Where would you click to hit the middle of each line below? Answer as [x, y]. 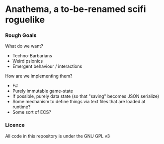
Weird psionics [28, 61]
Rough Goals [21, 35]
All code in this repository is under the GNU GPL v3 [58, 136]
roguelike [25, 20]
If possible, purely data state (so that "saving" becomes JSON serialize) [86, 96]
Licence [15, 125]
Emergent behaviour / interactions [47, 66]
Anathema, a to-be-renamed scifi [76, 9]
